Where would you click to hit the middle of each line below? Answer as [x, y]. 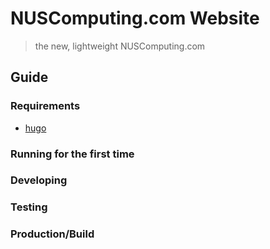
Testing [29, 207]
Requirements [45, 106]
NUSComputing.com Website [135, 18]
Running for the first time [72, 154]
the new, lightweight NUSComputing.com [120, 46]
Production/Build [52, 234]
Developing [39, 180]
